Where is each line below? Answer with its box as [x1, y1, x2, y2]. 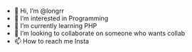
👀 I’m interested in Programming [14, 14, 109, 22]
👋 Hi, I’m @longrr [14, 7, 64, 15]
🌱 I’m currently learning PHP [14, 22, 97, 30]
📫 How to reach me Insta [14, 37, 90, 45]
